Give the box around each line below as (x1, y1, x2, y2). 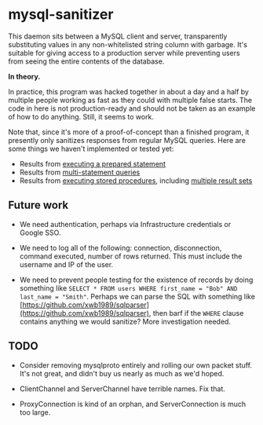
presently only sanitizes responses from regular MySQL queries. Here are (8, 135, 246, 145)
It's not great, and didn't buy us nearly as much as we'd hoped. (19, 368, 225, 378)
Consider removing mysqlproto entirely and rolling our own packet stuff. (19, 360, 253, 370)
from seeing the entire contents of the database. (8, 57, 165, 66)
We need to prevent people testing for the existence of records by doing (19, 275, 254, 284)
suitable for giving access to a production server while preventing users (8, 48, 241, 57)
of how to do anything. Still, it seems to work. (8, 112, 155, 121)
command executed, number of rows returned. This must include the (19, 251, 243, 261)
